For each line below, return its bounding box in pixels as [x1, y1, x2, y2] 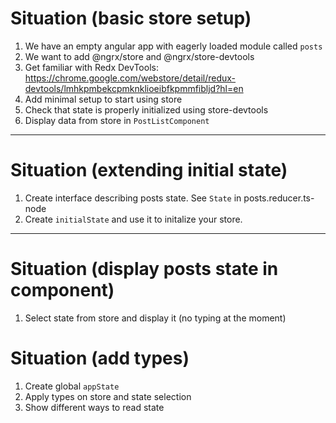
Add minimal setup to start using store [24, 93, 183, 105]
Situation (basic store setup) [10, 7, 252, 30]
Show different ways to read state [24, 401, 165, 413]
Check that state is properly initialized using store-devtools [24, 103, 269, 116]
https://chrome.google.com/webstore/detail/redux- [24, 72, 237, 84]
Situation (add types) [10, 347, 190, 369]
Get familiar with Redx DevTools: [24, 61, 159, 73]
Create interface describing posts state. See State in [24, 192, 242, 204]
